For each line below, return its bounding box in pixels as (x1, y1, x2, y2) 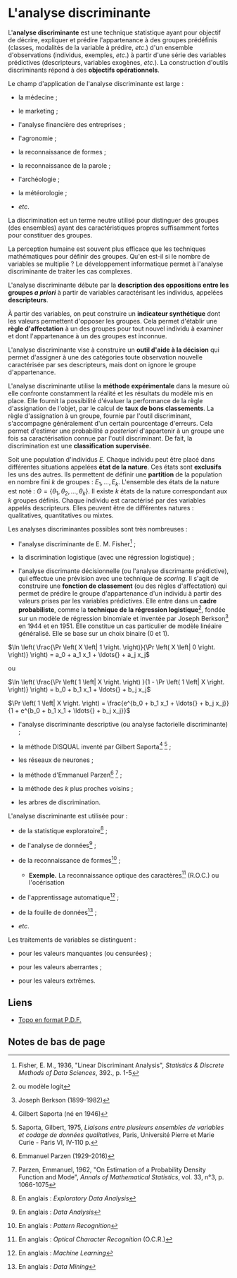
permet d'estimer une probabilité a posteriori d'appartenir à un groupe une (8, 426, 224, 435)
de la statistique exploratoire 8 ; (18, 825, 108, 835)
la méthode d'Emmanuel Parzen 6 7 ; (18, 770, 122, 779)
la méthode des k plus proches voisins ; (18, 784, 134, 792)
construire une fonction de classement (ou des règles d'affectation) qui (18, 582, 227, 590)
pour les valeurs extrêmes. (18, 976, 96, 985)
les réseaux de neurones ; (18, 756, 94, 764)
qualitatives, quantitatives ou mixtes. (8, 511, 114, 520)
